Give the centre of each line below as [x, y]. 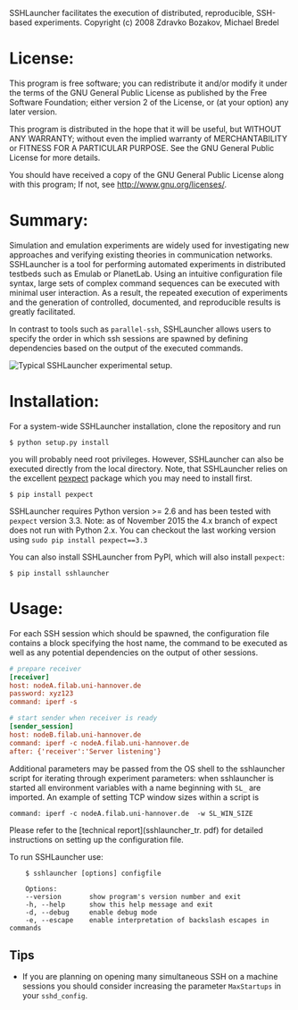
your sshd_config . [55, 996]
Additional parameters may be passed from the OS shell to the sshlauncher [147, 769]
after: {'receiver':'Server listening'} [86, 751]
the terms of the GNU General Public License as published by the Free [138, 92]
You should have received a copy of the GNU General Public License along [146, 174]
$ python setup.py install [59, 442]
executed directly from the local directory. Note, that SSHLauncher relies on [149, 468]
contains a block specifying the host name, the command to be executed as [149, 643]
